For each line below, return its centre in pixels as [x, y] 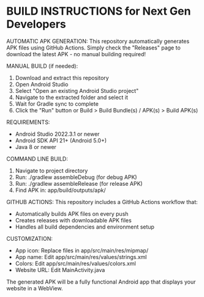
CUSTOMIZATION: [30, 238]
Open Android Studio [42, 84]
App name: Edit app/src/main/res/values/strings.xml [81, 257]
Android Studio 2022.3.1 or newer [57, 134]
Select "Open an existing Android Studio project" [77, 90]
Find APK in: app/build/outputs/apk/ [60, 190]
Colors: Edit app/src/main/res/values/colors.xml [75, 263]
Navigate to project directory [51, 170]
